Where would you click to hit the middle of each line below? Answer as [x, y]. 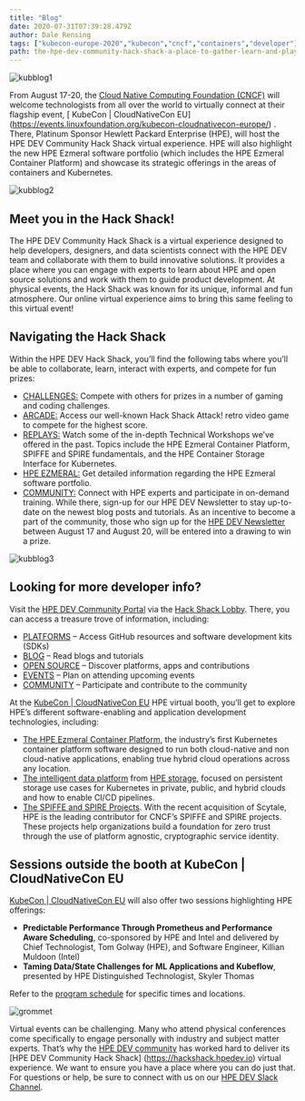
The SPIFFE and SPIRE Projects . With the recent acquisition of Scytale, [155, 807]
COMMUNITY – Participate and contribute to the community [135, 684]
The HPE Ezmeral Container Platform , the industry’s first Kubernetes [150, 739]
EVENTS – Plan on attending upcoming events [108, 675]
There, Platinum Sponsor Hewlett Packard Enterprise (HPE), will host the [144, 134]
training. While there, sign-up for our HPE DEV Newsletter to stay [144, 502]
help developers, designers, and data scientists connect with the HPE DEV [148, 250]
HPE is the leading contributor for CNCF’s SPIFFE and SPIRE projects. [152, 816]
